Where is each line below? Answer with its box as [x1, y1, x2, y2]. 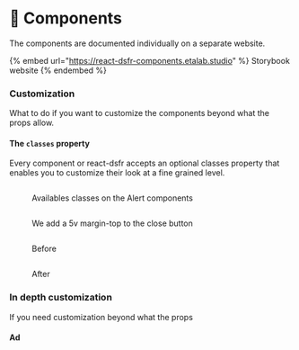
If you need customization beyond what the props [9, 311, 193, 322]
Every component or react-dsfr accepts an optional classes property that [9, 157, 280, 169]
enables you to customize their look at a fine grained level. [9, 167, 225, 178]
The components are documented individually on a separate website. [9, 38, 266, 49]
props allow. [9, 117, 55, 129]
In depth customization [9, 292, 112, 304]
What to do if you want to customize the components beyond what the [9, 108, 269, 119]
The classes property [9, 138, 90, 148]
